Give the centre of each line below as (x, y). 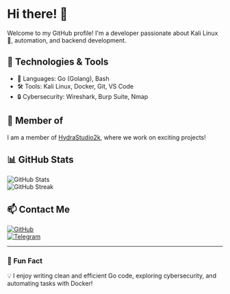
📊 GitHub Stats (40, 160)
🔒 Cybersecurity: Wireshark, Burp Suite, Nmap (82, 96)
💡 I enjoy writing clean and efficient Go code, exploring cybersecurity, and (112, 276)
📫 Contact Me (39, 209)
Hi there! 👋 (38, 14)
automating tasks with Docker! (50, 284)
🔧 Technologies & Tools (58, 62)
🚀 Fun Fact (25, 261)
